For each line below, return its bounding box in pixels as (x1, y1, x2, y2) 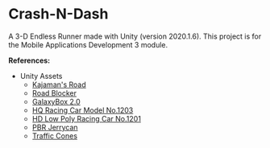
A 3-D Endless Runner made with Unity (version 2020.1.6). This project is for (8, 31, 262, 41)
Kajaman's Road (31, 80, 86, 89)
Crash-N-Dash (8, 5, 109, 23)
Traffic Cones (31, 130, 78, 141)
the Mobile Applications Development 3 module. (8, 39, 168, 49)
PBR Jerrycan (31, 122, 78, 132)
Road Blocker (31, 88, 77, 97)
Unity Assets (19, 71, 63, 80)
